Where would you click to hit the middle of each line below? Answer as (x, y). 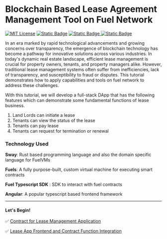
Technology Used (27, 144)
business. (15, 105)
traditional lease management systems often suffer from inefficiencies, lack (82, 69)
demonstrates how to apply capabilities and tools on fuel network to (75, 80)
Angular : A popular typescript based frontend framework (64, 194)
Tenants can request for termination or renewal (60, 131)
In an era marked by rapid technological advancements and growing (75, 43)
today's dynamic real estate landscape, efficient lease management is (77, 59)
